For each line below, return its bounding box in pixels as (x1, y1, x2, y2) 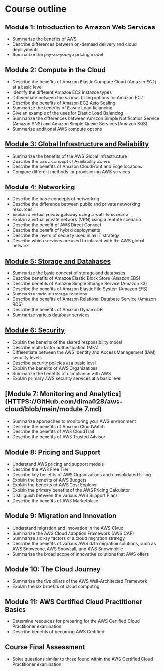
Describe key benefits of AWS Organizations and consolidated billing (12, 471, 151, 477)
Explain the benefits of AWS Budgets (12, 477, 87, 483)
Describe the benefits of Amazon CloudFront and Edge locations (12, 163, 142, 169)
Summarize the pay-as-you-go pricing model (12, 52, 104, 57)
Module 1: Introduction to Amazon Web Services (5, 23, 155, 31)
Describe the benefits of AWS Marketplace (12, 497, 99, 504)
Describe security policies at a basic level (12, 360, 96, 366)
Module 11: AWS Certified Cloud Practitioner (5, 597, 142, 606)
